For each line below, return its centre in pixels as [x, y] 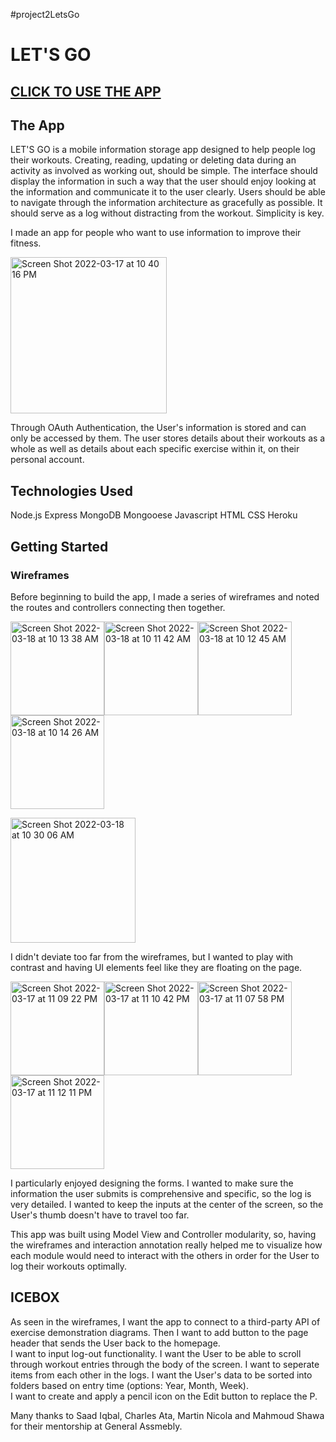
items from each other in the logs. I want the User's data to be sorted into [161, 1375]
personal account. [47, 460]
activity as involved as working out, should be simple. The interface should [164, 171]
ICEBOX [35, 1297]
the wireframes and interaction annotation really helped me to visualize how [166, 1245]
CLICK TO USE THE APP [86, 91]
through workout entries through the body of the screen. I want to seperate [165, 1364]
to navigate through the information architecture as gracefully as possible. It [166, 203]
